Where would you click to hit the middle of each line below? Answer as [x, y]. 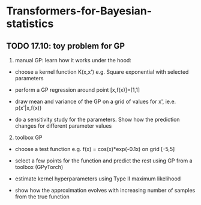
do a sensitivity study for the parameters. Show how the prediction [97, 119]
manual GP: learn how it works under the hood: [73, 60]
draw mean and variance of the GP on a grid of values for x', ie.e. [95, 101]
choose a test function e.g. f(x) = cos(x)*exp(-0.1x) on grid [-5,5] [95, 149]
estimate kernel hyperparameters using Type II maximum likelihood [98, 179]
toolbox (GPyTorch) [39, 167]
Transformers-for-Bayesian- [79, 11]
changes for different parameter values [63, 126]
